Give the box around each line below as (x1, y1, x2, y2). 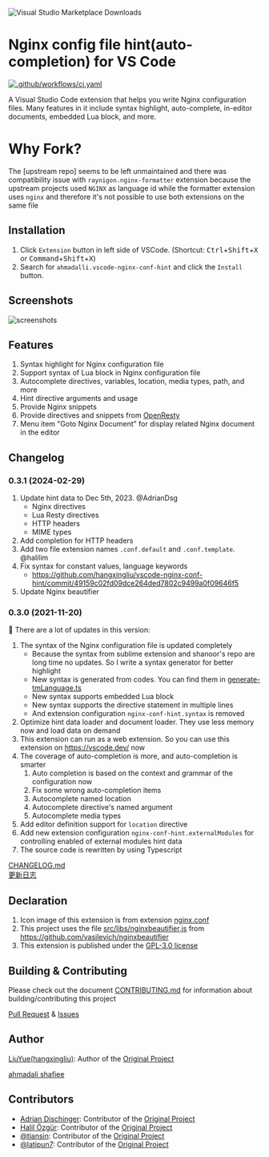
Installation (8, 224, 66, 237)
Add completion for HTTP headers (19, 536, 134, 545)
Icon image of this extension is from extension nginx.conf (19, 915, 210, 925)
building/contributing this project (8, 993, 116, 1003)
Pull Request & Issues (8, 1009, 80, 1018)
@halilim (19, 553, 49, 562)
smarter (19, 760, 46, 770)
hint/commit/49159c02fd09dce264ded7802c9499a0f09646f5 (31, 578, 239, 588)
